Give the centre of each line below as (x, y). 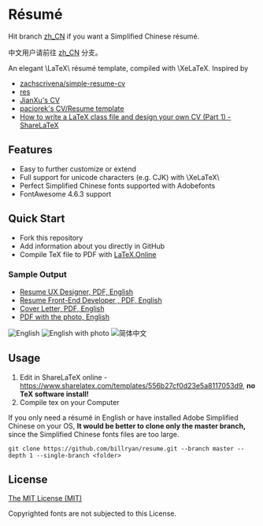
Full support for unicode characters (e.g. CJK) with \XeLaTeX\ (120, 177)
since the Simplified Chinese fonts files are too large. (94, 434)
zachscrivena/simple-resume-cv (72, 83)
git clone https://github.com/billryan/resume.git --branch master (121, 449)
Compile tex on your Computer (69, 402)
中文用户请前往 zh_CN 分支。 (55, 52)
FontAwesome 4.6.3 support (65, 193)
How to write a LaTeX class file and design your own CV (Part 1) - (125, 116)
